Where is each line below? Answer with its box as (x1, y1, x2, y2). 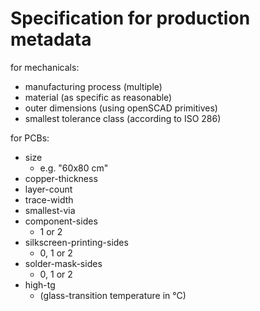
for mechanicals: (10, 61, 80, 73)
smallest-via (24, 204, 76, 216)
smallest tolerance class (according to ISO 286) (24, 112, 222, 124)
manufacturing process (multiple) (24, 80, 163, 92)
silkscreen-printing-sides (24, 236, 129, 248)
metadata (10, 28, 92, 51)
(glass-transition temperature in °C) (39, 289, 187, 301)
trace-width (24, 193, 74, 206)
